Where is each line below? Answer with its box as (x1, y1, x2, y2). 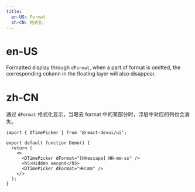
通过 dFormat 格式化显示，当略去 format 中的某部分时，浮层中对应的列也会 (6, 111, 185, 118)
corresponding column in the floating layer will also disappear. (6, 70, 156, 77)
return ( (11, 145, 33, 151)
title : (6, 8, 22, 15)
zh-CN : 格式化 (11, 19, 43, 25)
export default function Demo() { (6, 140, 91, 146)
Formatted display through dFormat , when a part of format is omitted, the (6, 64, 181, 71)
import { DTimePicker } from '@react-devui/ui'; (6, 130, 127, 136)
